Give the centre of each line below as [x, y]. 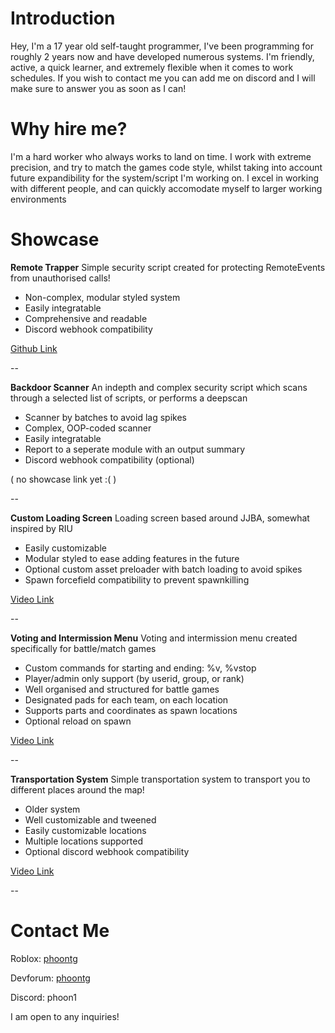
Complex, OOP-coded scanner [88, 428]
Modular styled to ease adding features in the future [132, 558]
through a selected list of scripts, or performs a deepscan [129, 398]
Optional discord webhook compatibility [107, 851]
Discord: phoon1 [43, 997]
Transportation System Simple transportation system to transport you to [160, 779]
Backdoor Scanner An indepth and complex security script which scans [159, 387]
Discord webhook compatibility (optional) [109, 459]
